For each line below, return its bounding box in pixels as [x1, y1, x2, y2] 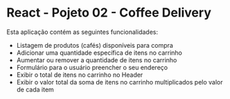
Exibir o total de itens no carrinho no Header [16, 71, 143, 79]
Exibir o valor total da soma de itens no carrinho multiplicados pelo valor [16, 78, 223, 86]
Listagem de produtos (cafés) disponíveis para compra [16, 41, 174, 49]
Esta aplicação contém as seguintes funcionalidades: [6, 28, 159, 36]
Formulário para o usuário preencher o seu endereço [16, 63, 168, 71]
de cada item [16, 85, 55, 93]
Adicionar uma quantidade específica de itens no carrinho [16, 48, 183, 57]
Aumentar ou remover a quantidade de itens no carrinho [16, 55, 177, 64]
